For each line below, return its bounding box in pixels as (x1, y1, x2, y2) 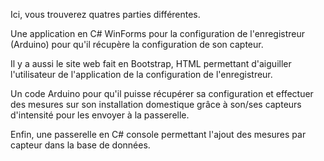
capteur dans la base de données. (10, 139, 151, 151)
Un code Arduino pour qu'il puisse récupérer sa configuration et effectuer (10, 88, 314, 99)
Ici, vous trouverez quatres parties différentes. (10, 9, 201, 20)
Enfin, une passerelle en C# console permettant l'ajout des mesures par (10, 129, 307, 140)
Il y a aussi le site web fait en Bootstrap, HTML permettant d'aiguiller (10, 58, 292, 69)
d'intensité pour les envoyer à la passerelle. (10, 109, 190, 121)
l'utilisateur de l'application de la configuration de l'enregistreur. (10, 69, 273, 80)
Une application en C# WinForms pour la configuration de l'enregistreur (10, 28, 306, 39)
